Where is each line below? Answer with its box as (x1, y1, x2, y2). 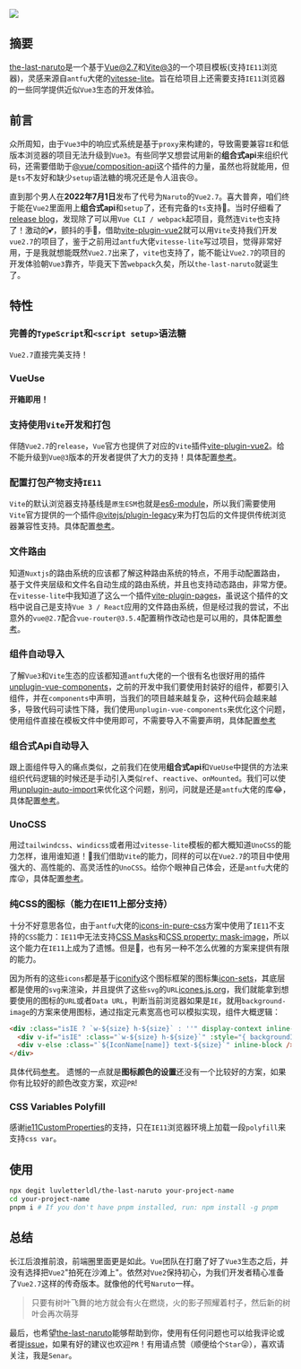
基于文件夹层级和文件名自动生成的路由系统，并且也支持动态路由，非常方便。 (9, 578, 292, 589)
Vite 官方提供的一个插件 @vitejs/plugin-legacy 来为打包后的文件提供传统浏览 (9, 509, 287, 520)
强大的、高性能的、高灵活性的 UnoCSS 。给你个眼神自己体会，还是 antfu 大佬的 (9, 862, 289, 873)
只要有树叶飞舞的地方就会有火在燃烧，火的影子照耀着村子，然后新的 (30, 1296, 283, 1308)
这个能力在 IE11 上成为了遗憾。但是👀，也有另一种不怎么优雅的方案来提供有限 (9, 942, 289, 953)
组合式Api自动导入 (9, 740, 90, 752)
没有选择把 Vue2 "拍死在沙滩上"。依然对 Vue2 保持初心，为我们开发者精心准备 (9, 1267, 285, 1278)
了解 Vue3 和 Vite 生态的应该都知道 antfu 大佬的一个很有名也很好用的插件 (9, 670, 266, 680)
